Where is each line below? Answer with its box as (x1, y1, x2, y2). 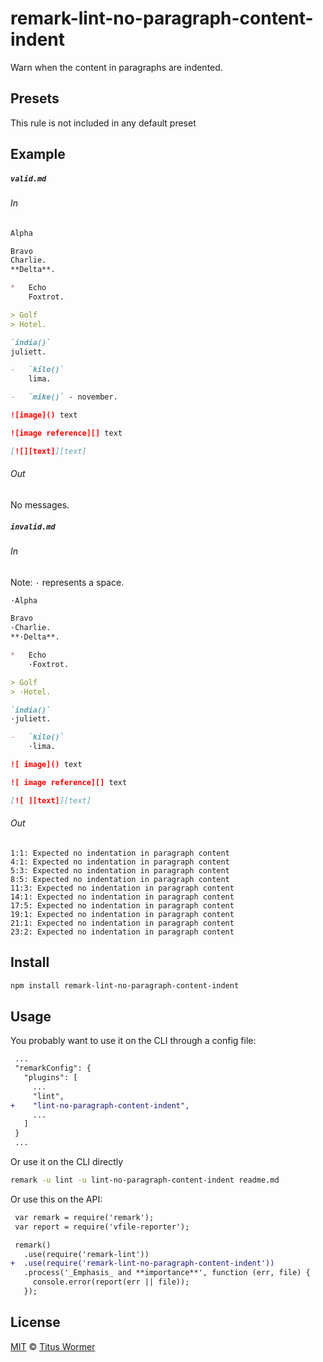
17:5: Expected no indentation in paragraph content (10, 900, 235, 911)
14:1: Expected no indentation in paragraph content (10, 892, 235, 902)
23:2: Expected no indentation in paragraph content (10, 927, 235, 937)
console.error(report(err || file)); (32, 1277, 190, 1287)
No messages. (10, 498, 70, 511)
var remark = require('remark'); (14, 1212, 155, 1222)
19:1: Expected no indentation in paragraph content (10, 909, 235, 919)
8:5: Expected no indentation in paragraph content (10, 874, 230, 884)
